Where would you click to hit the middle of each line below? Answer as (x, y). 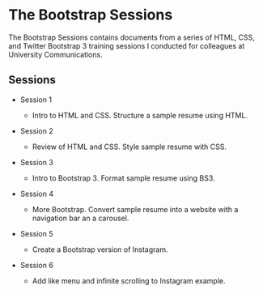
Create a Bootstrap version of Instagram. (100, 249)
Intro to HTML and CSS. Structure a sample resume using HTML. (140, 115)
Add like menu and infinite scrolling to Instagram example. (129, 280)
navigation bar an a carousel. (81, 218)
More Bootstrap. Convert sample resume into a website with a (135, 209)
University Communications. (55, 54)
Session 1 (36, 100)
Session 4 (37, 194)
